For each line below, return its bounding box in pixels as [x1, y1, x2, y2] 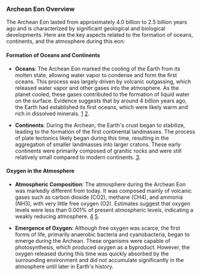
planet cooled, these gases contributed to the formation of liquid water [14, 90, 190, 98]
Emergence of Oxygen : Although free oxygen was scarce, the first [14, 224, 181, 231]
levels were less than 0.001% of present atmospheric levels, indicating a [14, 206, 194, 213]
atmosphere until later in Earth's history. [14, 263, 114, 270]
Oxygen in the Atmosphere [6, 168, 75, 175]
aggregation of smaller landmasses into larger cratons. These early [14, 140, 181, 148]
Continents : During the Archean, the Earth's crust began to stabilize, [14, 121, 185, 128]
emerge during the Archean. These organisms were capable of [14, 237, 171, 244]
